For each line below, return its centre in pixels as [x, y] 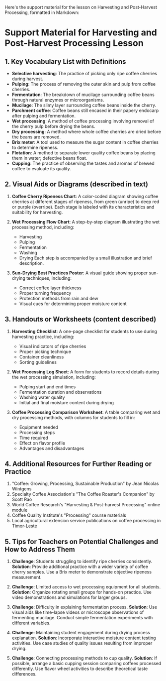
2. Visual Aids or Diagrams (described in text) [77, 184]
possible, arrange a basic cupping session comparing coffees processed [86, 664]
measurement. [27, 577]
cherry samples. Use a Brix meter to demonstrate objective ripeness [82, 572]
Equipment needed [39, 427]
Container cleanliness [41, 357]
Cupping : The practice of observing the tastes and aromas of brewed [83, 163]
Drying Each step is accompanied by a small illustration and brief [85, 258]
